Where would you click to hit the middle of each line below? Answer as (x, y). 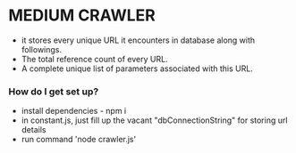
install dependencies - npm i (74, 111)
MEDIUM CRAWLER (82, 16)
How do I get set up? (54, 92)
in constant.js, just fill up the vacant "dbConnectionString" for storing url (154, 120)
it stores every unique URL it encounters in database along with (138, 40)
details (34, 130)
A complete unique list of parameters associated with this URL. (137, 68)
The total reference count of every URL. (94, 59)
